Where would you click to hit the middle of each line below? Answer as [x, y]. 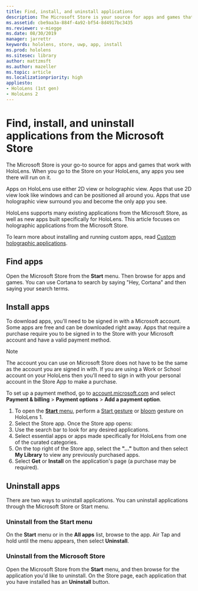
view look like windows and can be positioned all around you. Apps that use [98, 195]
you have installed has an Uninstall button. [58, 582]
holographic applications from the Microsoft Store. [67, 225]
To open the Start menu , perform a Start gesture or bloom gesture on [99, 411]
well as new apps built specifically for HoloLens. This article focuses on [93, 219]
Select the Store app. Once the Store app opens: [73, 424]
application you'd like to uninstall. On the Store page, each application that [96, 575]
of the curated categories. [46, 442]
